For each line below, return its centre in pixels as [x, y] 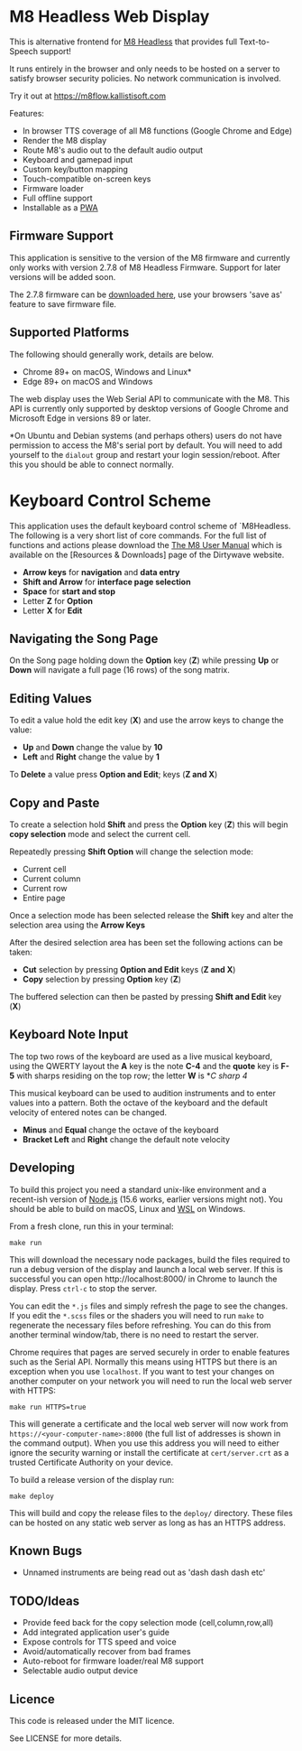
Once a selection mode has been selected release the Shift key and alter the [151, 915]
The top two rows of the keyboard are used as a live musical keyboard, [141, 1056]
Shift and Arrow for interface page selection [106, 582]
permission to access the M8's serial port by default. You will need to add [146, 445]
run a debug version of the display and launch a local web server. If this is [146, 1269]
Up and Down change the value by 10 [92, 748]
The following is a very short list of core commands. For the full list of [138, 536]
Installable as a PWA [60, 207]
